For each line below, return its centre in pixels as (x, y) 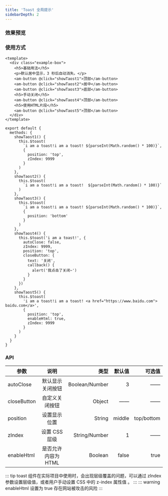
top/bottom (147, 418)
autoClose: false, (42, 242)
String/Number (91, 435)
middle (121, 418)
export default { (23, 128)
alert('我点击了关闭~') (54, 270)
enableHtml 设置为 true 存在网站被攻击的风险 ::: (54, 488)
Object (100, 401)
